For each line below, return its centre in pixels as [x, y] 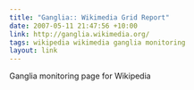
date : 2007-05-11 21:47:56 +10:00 [74, 26]
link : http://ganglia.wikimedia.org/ [80, 34]
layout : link [34, 51]
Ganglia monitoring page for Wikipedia [80, 76]
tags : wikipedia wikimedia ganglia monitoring [97, 42]
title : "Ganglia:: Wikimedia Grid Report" [89, 17]
